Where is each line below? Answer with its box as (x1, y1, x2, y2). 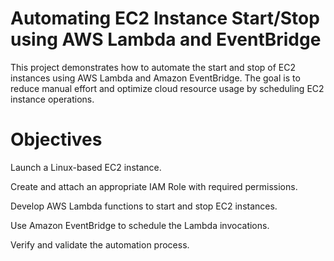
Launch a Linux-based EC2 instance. (10, 161, 162, 173)
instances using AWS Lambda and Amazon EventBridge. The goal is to (10, 72, 301, 84)
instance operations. (10, 93, 95, 105)
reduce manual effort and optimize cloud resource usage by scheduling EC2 (10, 82, 325, 94)
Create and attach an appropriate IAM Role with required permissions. (10, 180, 298, 192)
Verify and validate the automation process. (10, 238, 190, 251)
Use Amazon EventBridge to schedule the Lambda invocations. (10, 219, 270, 231)
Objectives (10, 128, 103, 151)
